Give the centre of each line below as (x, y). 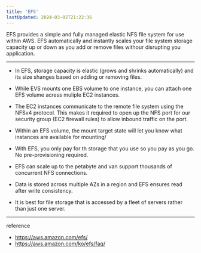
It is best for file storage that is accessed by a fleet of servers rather (99, 202)
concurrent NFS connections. (51, 172)
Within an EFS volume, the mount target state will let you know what (98, 130)
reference (18, 226)
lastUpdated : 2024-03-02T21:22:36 (49, 17)
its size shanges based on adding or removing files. (78, 77)
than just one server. (40, 208)
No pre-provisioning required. (51, 155)
